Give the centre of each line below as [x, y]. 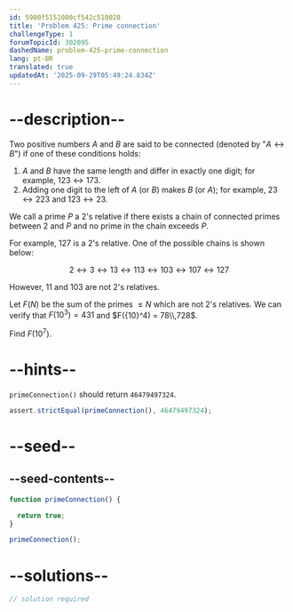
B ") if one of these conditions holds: [75, 153]
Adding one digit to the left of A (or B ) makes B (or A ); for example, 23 [150, 189]
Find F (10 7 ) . [31, 333]
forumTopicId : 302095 [49, 42]
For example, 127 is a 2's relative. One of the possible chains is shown [137, 243]
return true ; [41, 515]
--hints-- [43, 370]
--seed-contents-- [62, 479]
